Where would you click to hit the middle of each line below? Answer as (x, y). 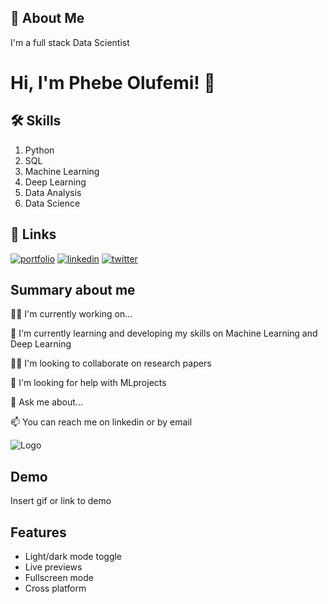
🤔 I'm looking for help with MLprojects (88, 383)
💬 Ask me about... (46, 402)
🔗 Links (33, 234)
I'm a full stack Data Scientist (70, 42)
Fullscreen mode (59, 578)
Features (38, 532)
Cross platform (55, 588)
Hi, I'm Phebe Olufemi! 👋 (113, 83)
